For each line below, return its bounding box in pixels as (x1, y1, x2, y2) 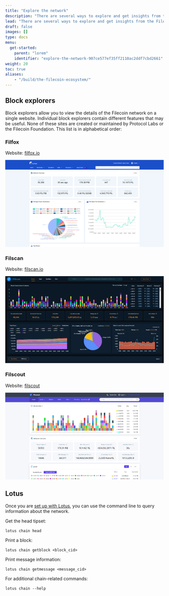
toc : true (5, 67, 26, 72)
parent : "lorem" (14, 50, 49, 55)
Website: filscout (5, 382, 40, 388)
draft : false (5, 24, 33, 29)
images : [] (5, 29, 28, 35)
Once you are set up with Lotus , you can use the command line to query (5, 503, 155, 509)
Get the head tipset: (5, 518, 46, 524)
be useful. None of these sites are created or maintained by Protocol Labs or (5, 120, 164, 126)
